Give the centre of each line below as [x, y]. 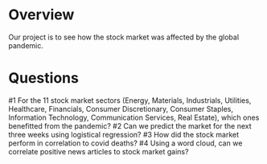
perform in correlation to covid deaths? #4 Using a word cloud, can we [125, 143]
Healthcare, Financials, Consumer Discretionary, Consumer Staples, [121, 109]
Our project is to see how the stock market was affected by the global [124, 37]
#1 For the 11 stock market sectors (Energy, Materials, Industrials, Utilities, [130, 100]
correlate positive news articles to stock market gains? [99, 151]
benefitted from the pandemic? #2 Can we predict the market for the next [130, 125]
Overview [41, 15]
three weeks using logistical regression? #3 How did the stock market [124, 134]
